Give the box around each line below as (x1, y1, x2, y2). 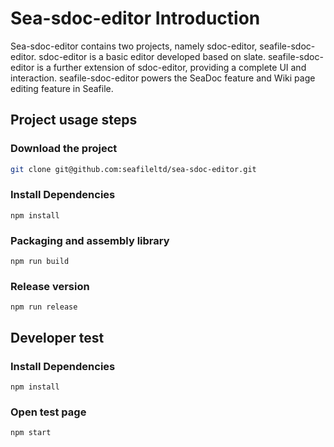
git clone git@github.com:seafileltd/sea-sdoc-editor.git (10, 164, 257, 174)
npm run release (10, 302, 78, 312)
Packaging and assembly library (10, 233, 170, 247)
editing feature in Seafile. (10, 82, 114, 94)
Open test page (10, 405, 87, 419)
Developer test (10, 329, 105, 346)
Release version (10, 280, 90, 294)
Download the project (10, 142, 118, 156)
